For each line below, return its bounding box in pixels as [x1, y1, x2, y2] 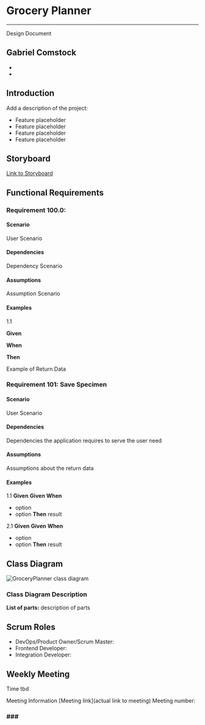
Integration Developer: [15, 651, 72, 659]
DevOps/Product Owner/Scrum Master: [15, 638, 115, 645]
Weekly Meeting [6, 669, 70, 679]
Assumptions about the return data [6, 465, 94, 472]
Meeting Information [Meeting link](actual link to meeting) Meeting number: [6, 697, 196, 704]
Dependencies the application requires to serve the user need [6, 436, 162, 444]
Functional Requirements [6, 188, 104, 198]
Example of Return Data [6, 365, 66, 373]
